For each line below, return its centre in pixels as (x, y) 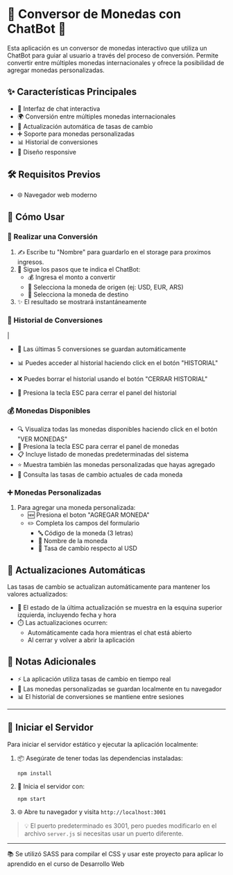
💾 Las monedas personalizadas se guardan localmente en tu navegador (119, 689)
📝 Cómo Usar (36, 216)
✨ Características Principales (72, 92)
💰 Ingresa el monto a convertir (71, 277)
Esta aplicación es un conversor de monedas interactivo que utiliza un (107, 48)
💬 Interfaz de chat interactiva (59, 108)
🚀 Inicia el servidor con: (51, 786)
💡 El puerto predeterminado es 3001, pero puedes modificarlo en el (120, 825)
